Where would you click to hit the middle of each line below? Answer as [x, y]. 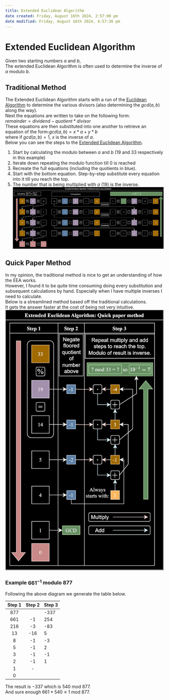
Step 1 [14, 605]
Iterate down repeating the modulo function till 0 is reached [74, 163]
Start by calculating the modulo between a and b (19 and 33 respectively [88, 152]
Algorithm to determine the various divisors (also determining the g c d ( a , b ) [82, 105]
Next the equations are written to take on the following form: [68, 116]
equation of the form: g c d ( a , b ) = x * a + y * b [52, 132]
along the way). [21, 111]
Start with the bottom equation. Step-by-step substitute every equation [86, 174]
